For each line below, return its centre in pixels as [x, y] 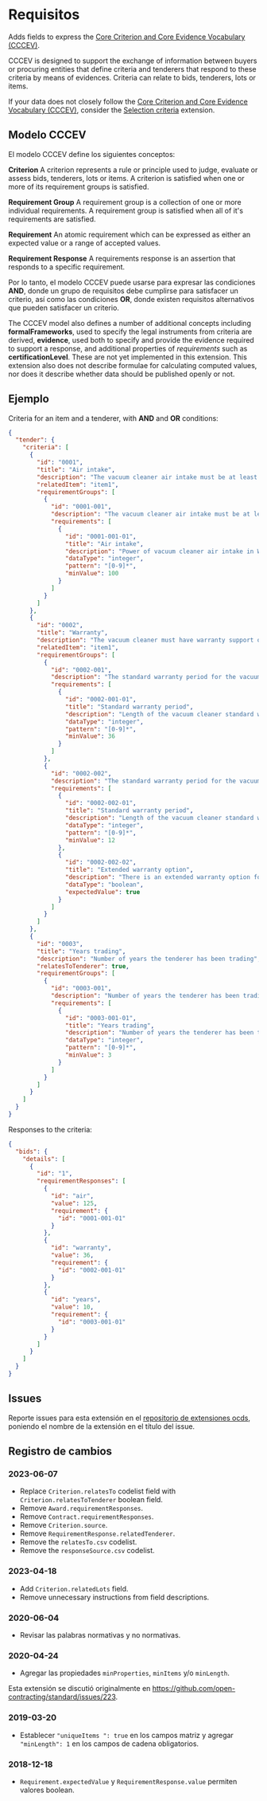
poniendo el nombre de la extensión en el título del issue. [102, 1426]
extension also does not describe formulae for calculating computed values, [133, 365]
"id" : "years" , [76, 1300]
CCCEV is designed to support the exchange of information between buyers [133, 61]
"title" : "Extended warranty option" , [129, 870]
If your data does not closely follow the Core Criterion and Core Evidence [128, 101]
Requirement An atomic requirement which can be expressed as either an [130, 234]
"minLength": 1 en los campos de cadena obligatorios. [109, 1744]
